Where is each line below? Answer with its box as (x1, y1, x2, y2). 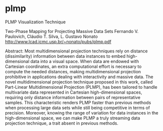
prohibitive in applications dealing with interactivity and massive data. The (5, 74, 153, 80)
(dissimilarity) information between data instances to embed (5, 53, 126, 59)
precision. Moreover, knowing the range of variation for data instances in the (5, 110, 159, 115)
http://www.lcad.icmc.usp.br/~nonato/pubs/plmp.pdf (5, 38, 111, 44)
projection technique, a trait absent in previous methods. (5, 120, 118, 126)
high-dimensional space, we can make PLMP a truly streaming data (5, 115, 140, 121)
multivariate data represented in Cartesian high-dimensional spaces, (5, 89, 143, 95)
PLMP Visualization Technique (5, 19, 66, 25)
